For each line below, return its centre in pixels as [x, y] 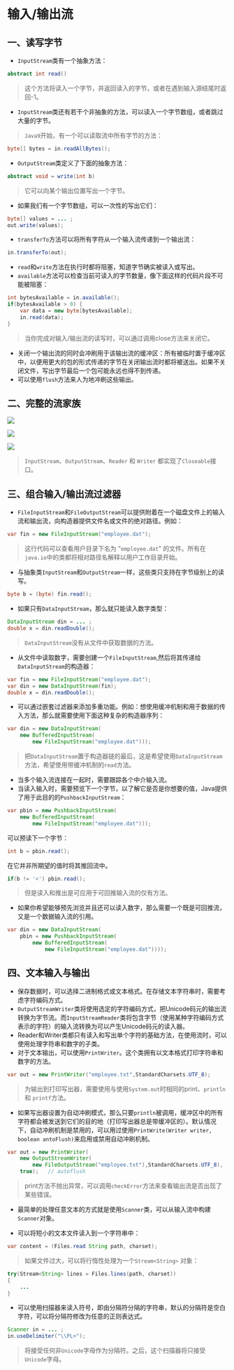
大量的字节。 [36, 121]
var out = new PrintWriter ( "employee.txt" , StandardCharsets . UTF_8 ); [109, 1074]
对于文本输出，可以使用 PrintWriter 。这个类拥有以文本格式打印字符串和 [120, 1053]
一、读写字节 [35, 42]
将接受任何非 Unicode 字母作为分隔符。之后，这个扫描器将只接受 [115, 1350]
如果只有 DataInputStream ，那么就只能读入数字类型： [93, 608]
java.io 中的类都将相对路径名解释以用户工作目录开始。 [103, 557]
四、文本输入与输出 [49, 973]
